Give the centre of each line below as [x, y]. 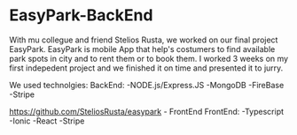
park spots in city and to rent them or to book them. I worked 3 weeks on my [149, 58]
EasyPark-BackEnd [81, 15]
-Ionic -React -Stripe [47, 121]
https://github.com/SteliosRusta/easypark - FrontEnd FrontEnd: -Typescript [147, 111]
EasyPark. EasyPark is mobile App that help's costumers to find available [142, 49]
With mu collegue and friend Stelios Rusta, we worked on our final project [144, 40]
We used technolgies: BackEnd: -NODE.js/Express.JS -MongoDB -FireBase [147, 85]
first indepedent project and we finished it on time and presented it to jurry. [146, 68]
